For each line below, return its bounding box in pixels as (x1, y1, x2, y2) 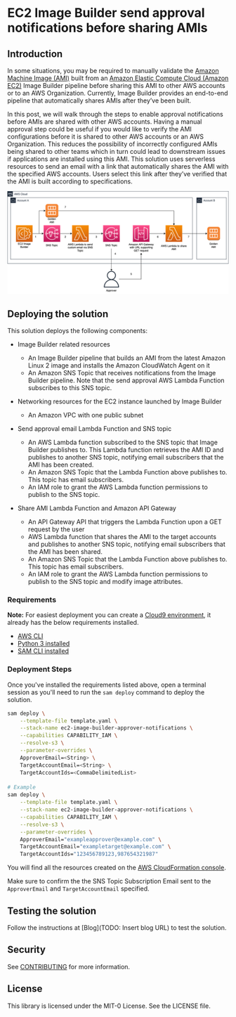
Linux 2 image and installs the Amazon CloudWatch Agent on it (27, 361, 211, 370)
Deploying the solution (7, 308, 109, 320)
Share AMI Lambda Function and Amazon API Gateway (17, 504, 177, 512)
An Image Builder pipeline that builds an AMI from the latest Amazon (27, 354, 226, 363)
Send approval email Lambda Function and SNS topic (17, 425, 172, 433)
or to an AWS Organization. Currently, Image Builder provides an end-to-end (7, 89, 228, 97)
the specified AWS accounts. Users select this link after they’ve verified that (7, 170, 227, 178)
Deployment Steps (7, 664, 72, 674)
